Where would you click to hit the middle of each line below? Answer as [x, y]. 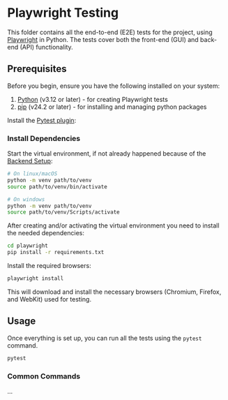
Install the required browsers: [50, 266]
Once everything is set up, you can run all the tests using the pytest [105, 338]
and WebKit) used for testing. [50, 299]
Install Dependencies [44, 138]
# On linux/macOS [32, 174]
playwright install [36, 279]
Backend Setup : [30, 161]
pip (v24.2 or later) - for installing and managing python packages [112, 107]
